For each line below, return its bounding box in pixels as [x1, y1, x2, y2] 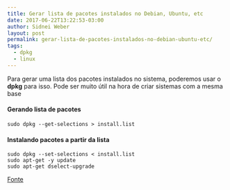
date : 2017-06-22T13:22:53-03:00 [7, 17, 104, 24]
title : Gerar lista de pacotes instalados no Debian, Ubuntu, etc [7, 10, 204, 17]
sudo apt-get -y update [7, 157, 76, 164]
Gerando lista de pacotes [7, 105, 81, 113]
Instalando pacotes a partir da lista [7, 135, 110, 143]
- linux [13, 56, 36, 63]
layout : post [7, 29, 45, 37]
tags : [7, 42, 23, 49]
